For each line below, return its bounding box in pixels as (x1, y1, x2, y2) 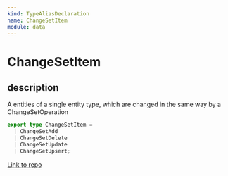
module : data (7, 23, 46, 30)
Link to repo (7, 160, 42, 169)
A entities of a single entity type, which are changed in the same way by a (7, 100, 222, 109)
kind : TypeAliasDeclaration (7, 10, 90, 18)
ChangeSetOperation (7, 108, 69, 116)
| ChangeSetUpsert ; (13, 147, 71, 155)
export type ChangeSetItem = (7, 121, 93, 129)
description (7, 82, 59, 94)
